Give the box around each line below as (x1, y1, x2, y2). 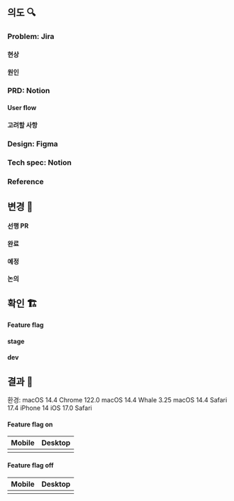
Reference (7, 177, 44, 187)
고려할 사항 (7, 120, 38, 129)
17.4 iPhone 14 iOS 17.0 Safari (7, 404, 92, 412)
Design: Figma (7, 139, 58, 149)
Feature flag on (7, 420, 53, 429)
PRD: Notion (7, 86, 50, 96)
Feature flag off (7, 460, 55, 469)
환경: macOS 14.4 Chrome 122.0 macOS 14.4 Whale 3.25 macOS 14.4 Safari (7, 396, 228, 404)
